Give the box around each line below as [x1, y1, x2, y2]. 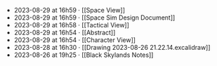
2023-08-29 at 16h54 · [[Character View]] [13, 36, 136, 44]
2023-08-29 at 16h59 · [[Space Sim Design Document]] [13, 13, 176, 22]
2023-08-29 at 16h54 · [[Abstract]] [13, 28, 116, 37]
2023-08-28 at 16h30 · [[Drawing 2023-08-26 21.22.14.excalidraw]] [13, 44, 211, 51]
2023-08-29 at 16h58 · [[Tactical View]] [13, 21, 130, 29]
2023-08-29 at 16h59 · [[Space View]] [13, 6, 125, 14]
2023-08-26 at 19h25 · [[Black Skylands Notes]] [13, 51, 154, 59]
